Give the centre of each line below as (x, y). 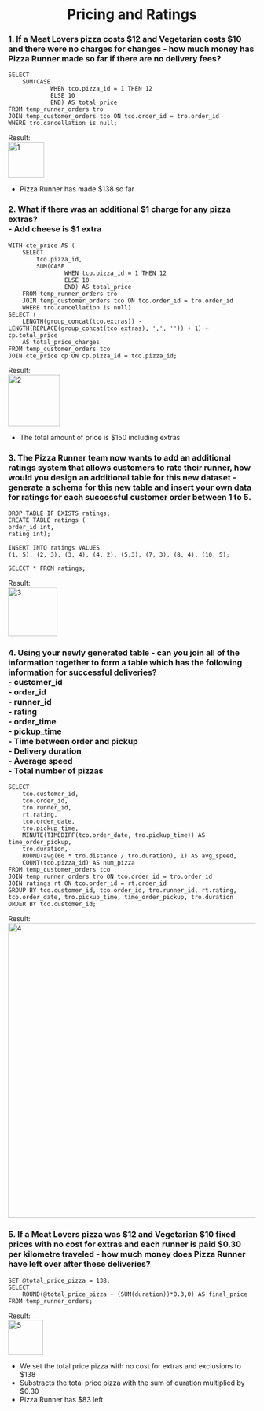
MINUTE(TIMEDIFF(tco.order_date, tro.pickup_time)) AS (114, 835)
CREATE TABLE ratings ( (47, 520)
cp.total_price (33, 335)
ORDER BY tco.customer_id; (52, 904)
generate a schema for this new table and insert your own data (130, 487)
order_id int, (31, 528)
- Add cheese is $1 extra (55, 229)
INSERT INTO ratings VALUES (54, 548)
